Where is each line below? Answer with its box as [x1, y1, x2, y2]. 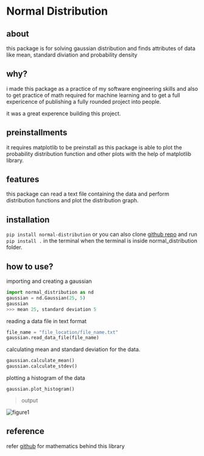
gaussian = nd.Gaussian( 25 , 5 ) [6, 294, 86, 301]
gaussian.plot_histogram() [6, 386, 75, 393]
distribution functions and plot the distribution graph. [6, 197, 139, 204]
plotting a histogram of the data [6, 374, 85, 382]
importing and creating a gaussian [6, 277, 93, 285]
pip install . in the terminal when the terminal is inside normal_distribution [6, 237, 198, 244]
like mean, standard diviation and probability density [6, 51, 138, 59]
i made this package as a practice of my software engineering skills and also [6, 85, 199, 92]
